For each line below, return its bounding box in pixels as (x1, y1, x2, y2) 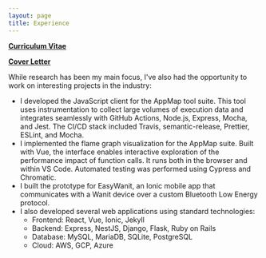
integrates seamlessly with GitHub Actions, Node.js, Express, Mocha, (19, 113, 248, 122)
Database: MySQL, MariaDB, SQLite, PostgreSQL (31, 232, 193, 241)
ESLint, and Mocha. (19, 129, 85, 140)
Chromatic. (19, 173, 57, 182)
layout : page (8, 11, 52, 20)
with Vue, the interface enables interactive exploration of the (19, 147, 220, 157)
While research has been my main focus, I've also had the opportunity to (8, 72, 248, 81)
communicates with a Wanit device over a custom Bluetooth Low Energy (19, 189, 258, 199)
